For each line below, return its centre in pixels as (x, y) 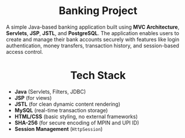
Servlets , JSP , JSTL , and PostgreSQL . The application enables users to (93, 33)
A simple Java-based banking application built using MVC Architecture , (93, 27)
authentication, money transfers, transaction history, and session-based (93, 46)
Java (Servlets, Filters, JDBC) (50, 91)
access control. (25, 51)
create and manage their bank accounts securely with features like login (93, 39)
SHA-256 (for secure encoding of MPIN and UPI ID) (77, 123)
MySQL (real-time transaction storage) (61, 110)
